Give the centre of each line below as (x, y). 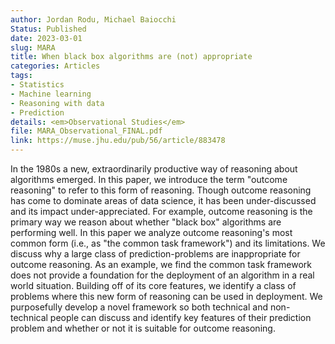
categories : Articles (55, 66)
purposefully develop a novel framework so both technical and (139, 307)
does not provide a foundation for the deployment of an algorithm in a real (162, 275)
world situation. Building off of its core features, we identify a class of (153, 285)
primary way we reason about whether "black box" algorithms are (146, 222)
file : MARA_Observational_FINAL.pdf (86, 131)
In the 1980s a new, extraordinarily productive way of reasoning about (154, 169)
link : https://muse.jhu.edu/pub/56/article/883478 (118, 141)
